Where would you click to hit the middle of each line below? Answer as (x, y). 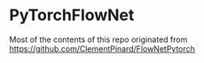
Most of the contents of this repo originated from (98, 39)
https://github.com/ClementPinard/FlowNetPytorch (102, 48)
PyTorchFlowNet (72, 15)
